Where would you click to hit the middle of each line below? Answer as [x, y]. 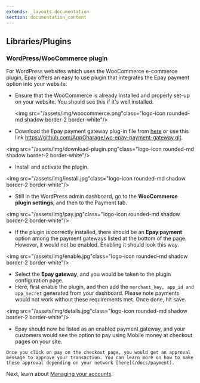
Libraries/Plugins [39, 41]
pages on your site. [39, 342]
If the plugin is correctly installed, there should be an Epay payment [99, 232]
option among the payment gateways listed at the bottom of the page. [101, 238]
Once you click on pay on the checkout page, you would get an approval [99, 353]
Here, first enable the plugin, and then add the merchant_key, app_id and [104, 287]
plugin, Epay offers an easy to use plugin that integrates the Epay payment [98, 77]
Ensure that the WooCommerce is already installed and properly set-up [102, 95]
